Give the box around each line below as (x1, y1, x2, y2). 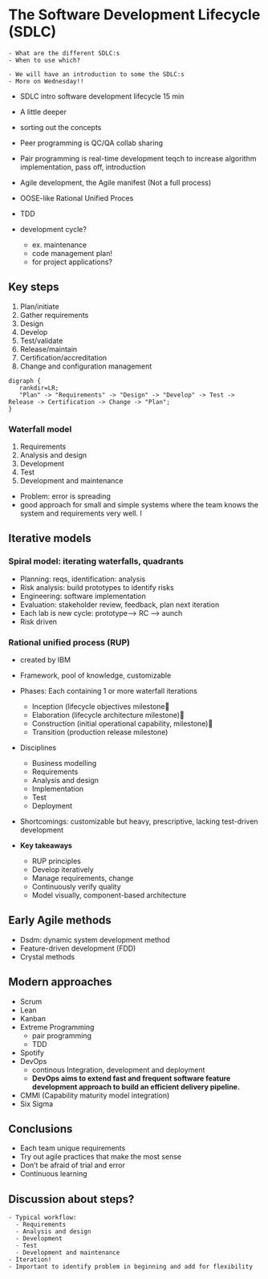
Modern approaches (8, 976, 112, 989)
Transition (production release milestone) (31, 727, 169, 737)
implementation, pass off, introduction (19, 162, 146, 172)
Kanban (19, 1013, 47, 1023)
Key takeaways (19, 841, 72, 850)
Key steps (8, 280, 59, 294)
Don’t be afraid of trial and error (19, 1160, 126, 1170)
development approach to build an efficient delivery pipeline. (31, 1081, 241, 1091)
